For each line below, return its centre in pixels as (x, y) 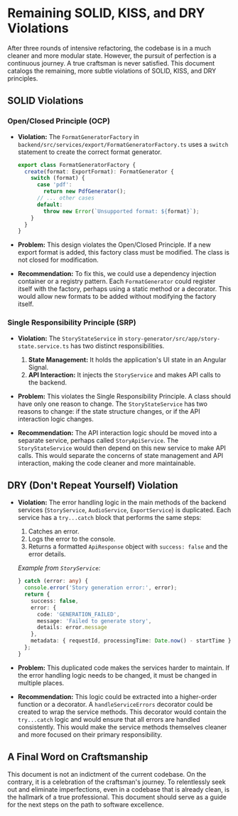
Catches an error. (54, 531)
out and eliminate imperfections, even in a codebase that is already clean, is (118, 789)
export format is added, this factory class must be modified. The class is (123, 253)
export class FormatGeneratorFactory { (77, 165)
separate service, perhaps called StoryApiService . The (98, 440)
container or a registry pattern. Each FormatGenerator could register (117, 281)
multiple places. (41, 683)
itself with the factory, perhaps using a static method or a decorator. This (124, 289)
